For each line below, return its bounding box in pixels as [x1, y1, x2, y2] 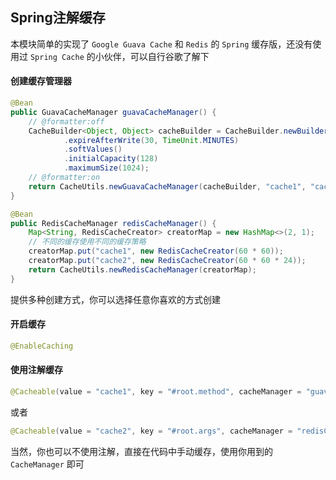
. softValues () [63, 144, 123, 155]
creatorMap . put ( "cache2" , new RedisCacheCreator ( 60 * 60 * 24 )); [28, 256, 307, 266]
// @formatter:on [28, 173, 101, 183]
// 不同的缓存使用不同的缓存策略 [28, 237, 147, 247]
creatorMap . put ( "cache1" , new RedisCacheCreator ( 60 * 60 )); [28, 246, 284, 257]
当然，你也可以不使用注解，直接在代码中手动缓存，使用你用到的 [10, 445, 273, 457]
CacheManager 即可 [10, 458, 85, 470]
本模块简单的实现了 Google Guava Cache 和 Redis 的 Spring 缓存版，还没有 [10, 38, 313, 50]
